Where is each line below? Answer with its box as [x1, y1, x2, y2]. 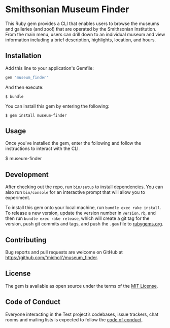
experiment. [5, 195, 30, 201]
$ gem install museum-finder [5, 113, 67, 118]
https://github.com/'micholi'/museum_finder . [5, 255, 98, 261]
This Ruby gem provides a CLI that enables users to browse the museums [5, 20, 159, 27]
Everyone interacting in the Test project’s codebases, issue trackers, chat [5, 311, 159, 317]
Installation [5, 52, 42, 60]
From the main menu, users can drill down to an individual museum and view [5, 31, 165, 37]
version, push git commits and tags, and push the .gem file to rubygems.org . [5, 221, 164, 227]
